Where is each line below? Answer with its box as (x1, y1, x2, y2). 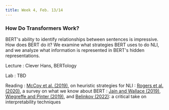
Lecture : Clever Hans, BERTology (5, 62, 77, 68)
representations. (5, 52, 40, 59)
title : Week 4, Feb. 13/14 (5, 7, 63, 13)
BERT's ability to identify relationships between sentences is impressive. (5, 36, 159, 42)
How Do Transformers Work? (5, 24, 80, 31)
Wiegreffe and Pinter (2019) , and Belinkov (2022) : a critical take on (5, 93, 147, 99)
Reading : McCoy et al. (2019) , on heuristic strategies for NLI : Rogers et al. (5, 82, 163, 88)
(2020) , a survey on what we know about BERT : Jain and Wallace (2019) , (5, 88, 161, 94)
